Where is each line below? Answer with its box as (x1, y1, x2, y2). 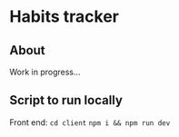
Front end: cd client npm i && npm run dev (9, 116, 171, 128)
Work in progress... (9, 66, 81, 77)
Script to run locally (9, 93, 123, 108)
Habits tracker (9, 6, 120, 27)
